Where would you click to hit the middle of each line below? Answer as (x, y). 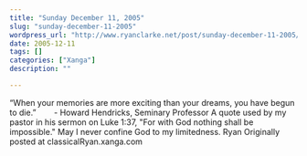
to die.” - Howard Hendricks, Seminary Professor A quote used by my (148, 112)
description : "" (40, 69)
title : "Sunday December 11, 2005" (77, 18)
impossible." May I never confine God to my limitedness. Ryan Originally (145, 131)
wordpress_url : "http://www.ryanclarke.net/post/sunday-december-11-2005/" (157, 35)
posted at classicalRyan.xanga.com (76, 141)
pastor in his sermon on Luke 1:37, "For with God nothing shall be (132, 122)
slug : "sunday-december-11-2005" (73, 26)
